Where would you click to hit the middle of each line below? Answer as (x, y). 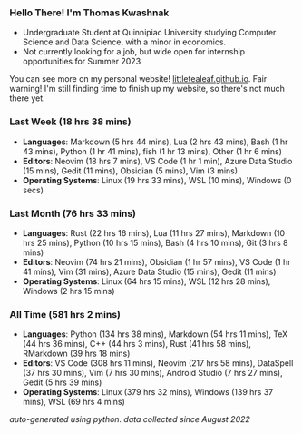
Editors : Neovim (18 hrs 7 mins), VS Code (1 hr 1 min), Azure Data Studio (157, 161)
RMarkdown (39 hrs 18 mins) (76, 354)
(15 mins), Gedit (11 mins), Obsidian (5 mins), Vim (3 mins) (130, 171)
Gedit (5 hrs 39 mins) (62, 382)
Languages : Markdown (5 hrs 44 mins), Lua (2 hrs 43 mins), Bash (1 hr (155, 142)
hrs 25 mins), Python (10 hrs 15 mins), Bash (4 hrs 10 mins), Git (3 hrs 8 (155, 242)
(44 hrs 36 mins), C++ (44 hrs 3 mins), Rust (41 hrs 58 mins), (137, 344)
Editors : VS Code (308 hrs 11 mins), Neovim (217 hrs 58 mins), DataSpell (158, 363)
